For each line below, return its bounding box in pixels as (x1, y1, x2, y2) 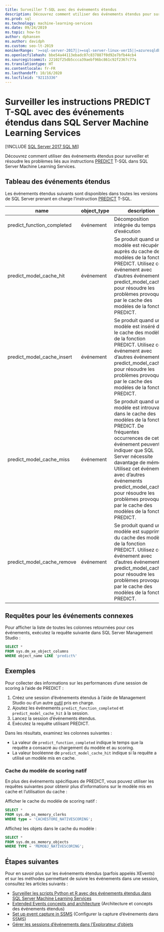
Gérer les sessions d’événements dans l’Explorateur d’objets (12, 921, 133, 928)
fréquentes (114, 428, 140, 435)
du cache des (114, 534, 145, 541)
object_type (81, 207, 110, 214)
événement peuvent (114, 440, 160, 447)
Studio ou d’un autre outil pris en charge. (12, 700, 94, 705)
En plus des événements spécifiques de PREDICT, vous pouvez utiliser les (5, 778, 154, 784)
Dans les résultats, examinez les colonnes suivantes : (5, 730, 112, 736)
